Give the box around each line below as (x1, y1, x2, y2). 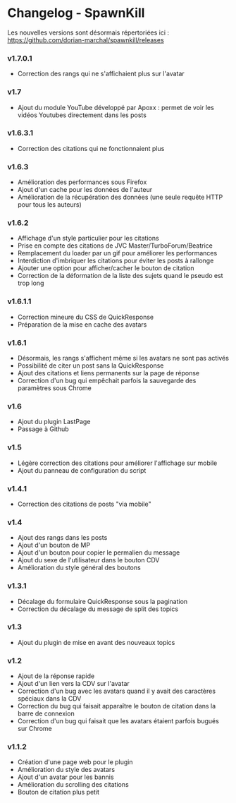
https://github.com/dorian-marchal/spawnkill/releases (7, 35, 164, 44)
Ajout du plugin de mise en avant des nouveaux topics (17, 638, 175, 646)
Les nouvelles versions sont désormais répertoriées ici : (7, 28, 170, 37)
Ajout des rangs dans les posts (17, 533, 108, 542)
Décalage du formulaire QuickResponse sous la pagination (17, 597, 188, 605)
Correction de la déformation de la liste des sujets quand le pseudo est (17, 272, 223, 280)
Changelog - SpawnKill (7, 5, 145, 21)
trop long (17, 279, 44, 287)
